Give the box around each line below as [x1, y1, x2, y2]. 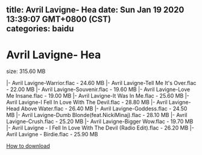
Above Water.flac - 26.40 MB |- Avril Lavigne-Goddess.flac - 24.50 [21, 105, 188, 112]
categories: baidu [6, 24, 74, 34]
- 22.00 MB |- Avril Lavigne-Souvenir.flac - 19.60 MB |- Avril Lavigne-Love [6, 86, 191, 93]
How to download [6, 142, 50, 150]
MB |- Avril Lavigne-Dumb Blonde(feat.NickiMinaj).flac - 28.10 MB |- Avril [6, 112, 188, 119]
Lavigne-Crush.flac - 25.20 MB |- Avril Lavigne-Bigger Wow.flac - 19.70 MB [6, 118, 194, 125]
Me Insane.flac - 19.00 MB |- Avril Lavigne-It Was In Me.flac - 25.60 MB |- [6, 92, 190, 100]
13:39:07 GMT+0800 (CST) [6, 14, 112, 25]
